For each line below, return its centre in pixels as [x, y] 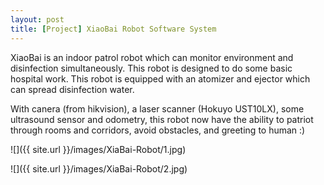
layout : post [37, 19]
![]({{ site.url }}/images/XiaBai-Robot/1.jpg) [98, 149]
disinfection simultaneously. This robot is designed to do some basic [151, 68]
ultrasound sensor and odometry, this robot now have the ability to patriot [162, 119]
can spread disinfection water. [72, 89]
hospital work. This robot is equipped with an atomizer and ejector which [160, 78]
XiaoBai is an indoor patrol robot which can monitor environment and [152, 57]
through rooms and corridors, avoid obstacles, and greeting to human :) [158, 130]
